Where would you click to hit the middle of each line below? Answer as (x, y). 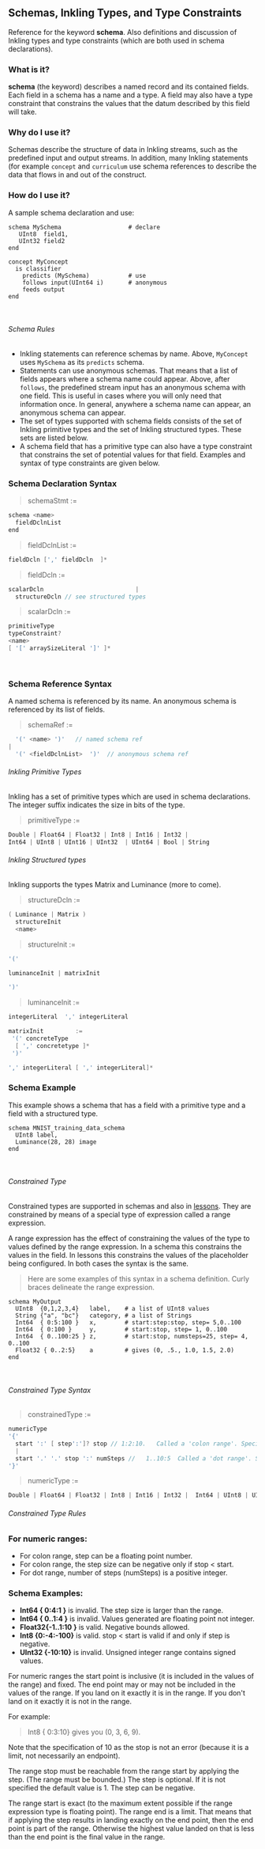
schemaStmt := (52, 501)
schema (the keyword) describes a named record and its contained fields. (129, 87)
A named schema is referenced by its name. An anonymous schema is (122, 701)
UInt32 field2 (42, 241)
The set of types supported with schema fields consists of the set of (131, 421)
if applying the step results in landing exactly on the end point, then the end (131, 1821)
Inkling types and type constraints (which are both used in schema (116, 40)
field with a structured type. (53, 1113)
